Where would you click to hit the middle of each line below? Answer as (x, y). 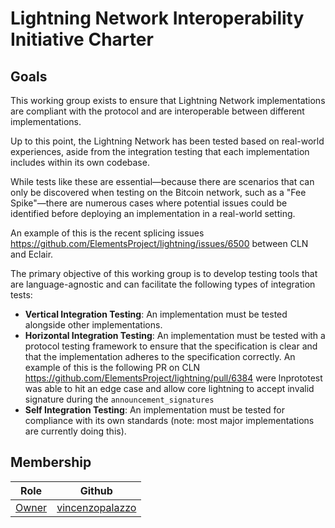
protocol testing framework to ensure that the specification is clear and (171, 346)
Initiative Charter (82, 39)
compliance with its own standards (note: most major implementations (169, 420)
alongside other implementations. (93, 325)
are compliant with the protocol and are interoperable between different (157, 111)
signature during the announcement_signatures (119, 399)
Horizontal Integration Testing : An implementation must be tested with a (175, 335)
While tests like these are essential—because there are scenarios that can (162, 181)
